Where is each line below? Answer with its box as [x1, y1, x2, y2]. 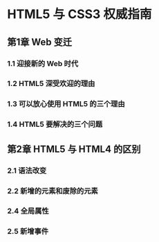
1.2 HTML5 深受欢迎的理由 [7, 79, 95, 89]
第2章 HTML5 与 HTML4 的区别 [7, 143, 141, 155]
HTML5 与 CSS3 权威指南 [7, 6, 152, 22]
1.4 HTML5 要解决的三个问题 [7, 119, 103, 129]
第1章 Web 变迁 [7, 36, 73, 48]
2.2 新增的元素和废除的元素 [7, 186, 98, 196]
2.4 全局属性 [7, 206, 50, 216]
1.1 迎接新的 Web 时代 [7, 58, 79, 68]
